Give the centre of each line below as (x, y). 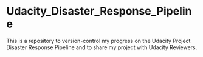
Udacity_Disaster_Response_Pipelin (99, 11)
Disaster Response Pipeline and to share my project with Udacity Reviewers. (102, 47)
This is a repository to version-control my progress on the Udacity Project (98, 41)
